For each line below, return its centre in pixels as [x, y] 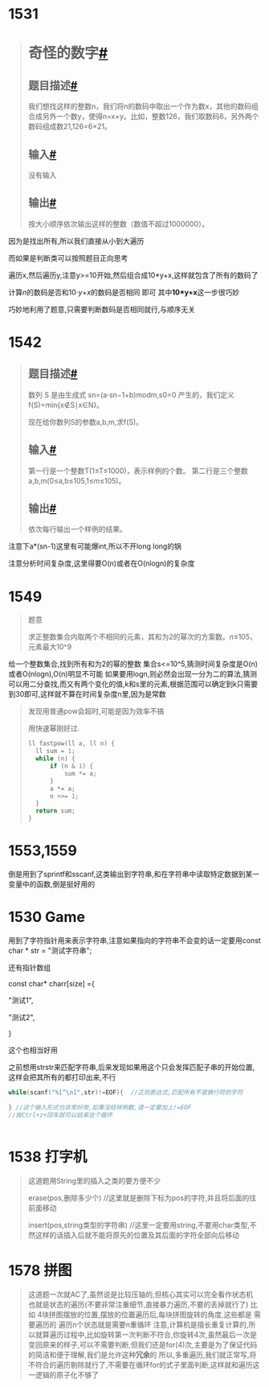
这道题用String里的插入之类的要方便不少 [94, 1181]
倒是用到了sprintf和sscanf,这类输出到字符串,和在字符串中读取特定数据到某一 [134, 874]
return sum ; [55, 811]
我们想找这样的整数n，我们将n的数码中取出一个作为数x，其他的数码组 [143, 106]
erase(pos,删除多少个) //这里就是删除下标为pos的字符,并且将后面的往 [142, 1198]
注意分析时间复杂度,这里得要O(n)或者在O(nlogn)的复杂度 [102, 563]
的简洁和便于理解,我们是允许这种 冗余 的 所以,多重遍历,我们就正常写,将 [142, 1355]
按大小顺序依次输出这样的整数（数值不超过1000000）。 [118, 224]
